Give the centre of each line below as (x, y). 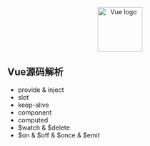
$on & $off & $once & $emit (59, 135)
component (35, 112)
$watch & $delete (44, 127)
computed (33, 120)
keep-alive (33, 105)
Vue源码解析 (36, 72)
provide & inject (41, 90)
